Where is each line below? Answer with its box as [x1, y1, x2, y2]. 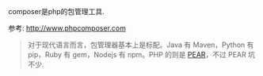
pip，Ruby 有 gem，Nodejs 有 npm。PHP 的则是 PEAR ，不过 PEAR [27, 50, 247, 59]
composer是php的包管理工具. [8, 7, 105, 16]
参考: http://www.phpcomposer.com [8, 24, 127, 33]
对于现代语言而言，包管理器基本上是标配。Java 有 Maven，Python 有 [27, 40, 254, 49]
